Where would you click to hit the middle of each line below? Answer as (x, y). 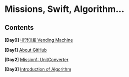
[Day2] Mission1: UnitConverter (37, 60)
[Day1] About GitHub (26, 50)
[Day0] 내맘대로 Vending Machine (39, 40)
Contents (19, 28)
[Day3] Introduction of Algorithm (38, 69)
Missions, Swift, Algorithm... (64, 9)
